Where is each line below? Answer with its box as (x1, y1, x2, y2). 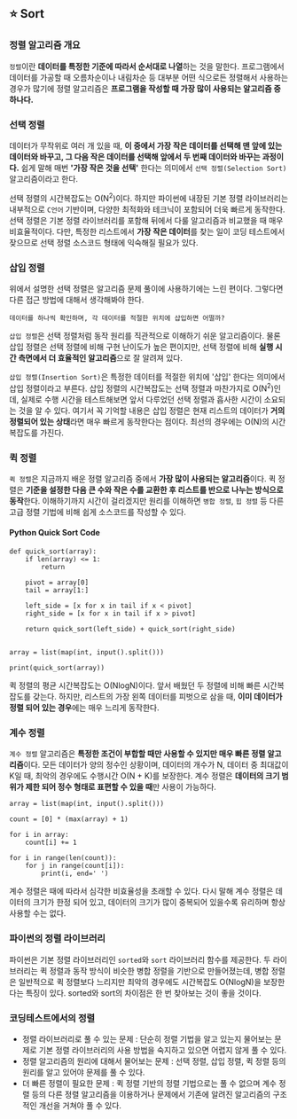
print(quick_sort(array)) (9, 663, 105, 673)
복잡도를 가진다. (9, 427, 65, 438)
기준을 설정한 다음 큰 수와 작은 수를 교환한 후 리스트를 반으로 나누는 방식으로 (25, 484, 284, 495)
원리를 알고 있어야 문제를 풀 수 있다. (21, 1067, 145, 1077)
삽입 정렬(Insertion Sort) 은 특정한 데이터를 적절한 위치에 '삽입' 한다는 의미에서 (9, 371, 285, 382)
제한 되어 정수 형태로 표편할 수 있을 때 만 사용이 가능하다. (25, 782, 217, 793)
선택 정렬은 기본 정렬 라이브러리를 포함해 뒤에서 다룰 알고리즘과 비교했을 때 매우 (9, 215, 284, 225)
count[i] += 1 (25, 838, 77, 848)
